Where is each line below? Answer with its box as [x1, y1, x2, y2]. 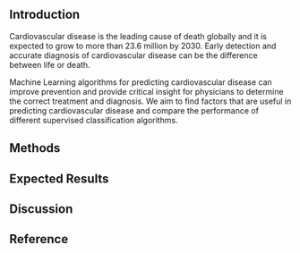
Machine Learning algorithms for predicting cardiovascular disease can [9, 76, 273, 88]
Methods [9, 140, 61, 156]
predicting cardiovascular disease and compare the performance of [9, 105, 260, 115]
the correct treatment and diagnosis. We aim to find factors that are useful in [9, 96, 292, 106]
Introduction [9, 7, 81, 22]
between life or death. [9, 59, 91, 70]
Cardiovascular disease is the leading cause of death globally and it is [9, 30, 267, 41]
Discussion [9, 201, 73, 216]
